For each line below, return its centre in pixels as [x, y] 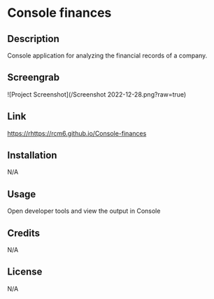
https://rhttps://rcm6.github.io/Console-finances [77, 133]
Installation [32, 155]
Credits [24, 233]
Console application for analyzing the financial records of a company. [107, 55]
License [25, 272]
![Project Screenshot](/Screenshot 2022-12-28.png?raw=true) [97, 94]
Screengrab [34, 77]
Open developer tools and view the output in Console [84, 211]
